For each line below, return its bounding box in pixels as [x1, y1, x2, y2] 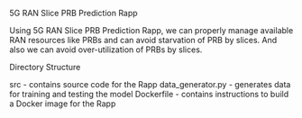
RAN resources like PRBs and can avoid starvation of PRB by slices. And [9, 35, 278, 45]
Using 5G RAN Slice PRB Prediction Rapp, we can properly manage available [9, 25, 294, 35]
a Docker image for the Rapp [9, 98, 116, 109]
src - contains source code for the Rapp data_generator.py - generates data [9, 79, 291, 89]
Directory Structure [9, 62, 81, 72]
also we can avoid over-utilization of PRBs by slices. [9, 44, 203, 55]
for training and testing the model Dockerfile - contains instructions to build [9, 89, 289, 99]
